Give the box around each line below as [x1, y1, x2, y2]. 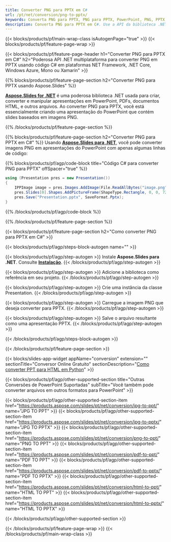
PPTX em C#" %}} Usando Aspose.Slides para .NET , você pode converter [5, 139, 162, 146]
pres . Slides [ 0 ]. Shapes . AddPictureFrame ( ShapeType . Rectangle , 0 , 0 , [14, 190, 161, 195]
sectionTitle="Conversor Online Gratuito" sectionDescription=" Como [5, 361, 150, 367]
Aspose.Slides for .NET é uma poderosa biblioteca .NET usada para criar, [5, 92, 161, 99]
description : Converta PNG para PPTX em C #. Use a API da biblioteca [5, 21, 156, 27]
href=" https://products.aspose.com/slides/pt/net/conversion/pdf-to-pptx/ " [5, 467, 162, 474]
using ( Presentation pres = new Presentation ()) [5, 176, 110, 181]
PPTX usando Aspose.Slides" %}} [5, 83, 76, 89]
